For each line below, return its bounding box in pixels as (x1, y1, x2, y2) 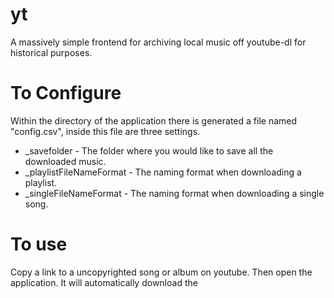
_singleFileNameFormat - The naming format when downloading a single (24, 187, 325, 199)
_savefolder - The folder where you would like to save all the (24, 144, 274, 157)
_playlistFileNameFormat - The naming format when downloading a (24, 166, 302, 178)
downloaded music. (24, 155, 107, 167)
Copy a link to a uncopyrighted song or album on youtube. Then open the (10, 266, 313, 278)
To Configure (10, 82, 122, 105)
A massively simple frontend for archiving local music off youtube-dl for (10, 36, 307, 48)
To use (10, 233, 68, 256)
